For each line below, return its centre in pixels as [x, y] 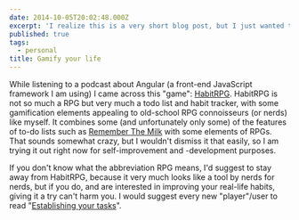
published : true [39, 34]
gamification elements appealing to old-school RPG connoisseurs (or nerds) [148, 113]
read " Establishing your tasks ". [65, 205]
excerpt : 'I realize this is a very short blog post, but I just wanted [147, 26]
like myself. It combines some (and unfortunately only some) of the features [148, 122]
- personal [37, 51]
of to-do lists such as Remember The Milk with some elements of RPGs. [141, 131]
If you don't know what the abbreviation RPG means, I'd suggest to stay [141, 167]
